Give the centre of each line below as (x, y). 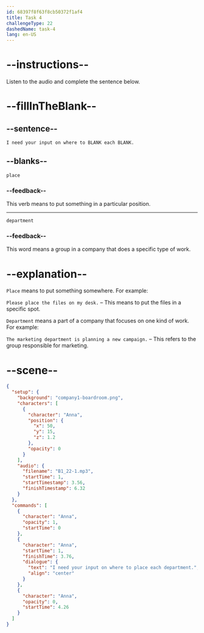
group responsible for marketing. (47, 345)
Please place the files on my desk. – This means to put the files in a (94, 303)
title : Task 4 (24, 18)
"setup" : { (25, 392)
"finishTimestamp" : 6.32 (54, 489)
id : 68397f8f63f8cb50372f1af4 (45, 12)
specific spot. (23, 309)
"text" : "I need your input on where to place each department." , (114, 568)
